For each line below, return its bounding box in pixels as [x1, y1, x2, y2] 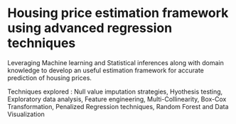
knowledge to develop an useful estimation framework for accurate [7, 66, 205, 74]
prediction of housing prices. [7, 73, 92, 82]
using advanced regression [7, 20, 173, 36]
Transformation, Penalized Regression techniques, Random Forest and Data [7, 102, 229, 111]
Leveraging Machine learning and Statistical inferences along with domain [7, 58, 224, 67]
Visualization [7, 110, 45, 118]
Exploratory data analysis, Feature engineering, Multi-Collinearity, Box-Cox [7, 94, 227, 103]
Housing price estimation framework [7, 5, 229, 21]
